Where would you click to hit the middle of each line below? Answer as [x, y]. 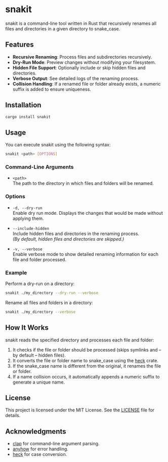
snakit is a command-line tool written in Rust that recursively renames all [81, 23]
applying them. [28, 218]
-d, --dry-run [27, 208]
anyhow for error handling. [40, 449]
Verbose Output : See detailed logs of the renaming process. [76, 78]
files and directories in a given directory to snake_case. [63, 28]
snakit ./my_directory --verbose [40, 312]
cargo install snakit [28, 117]
